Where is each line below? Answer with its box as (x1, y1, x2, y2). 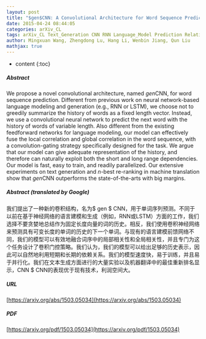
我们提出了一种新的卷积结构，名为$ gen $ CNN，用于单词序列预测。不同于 (6, 205, 196, 212)
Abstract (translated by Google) (6, 189, 90, 196)
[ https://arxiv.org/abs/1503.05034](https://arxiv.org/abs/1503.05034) (6, 296, 181, 303)
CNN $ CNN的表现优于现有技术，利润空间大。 (17, 266, 134, 273)
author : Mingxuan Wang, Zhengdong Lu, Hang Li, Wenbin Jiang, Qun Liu (6, 37, 191, 44)
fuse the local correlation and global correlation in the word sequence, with (6, 135, 196, 142)
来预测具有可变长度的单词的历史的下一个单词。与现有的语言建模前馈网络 (6, 228, 189, 235)
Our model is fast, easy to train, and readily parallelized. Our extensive (6, 161, 184, 169)
